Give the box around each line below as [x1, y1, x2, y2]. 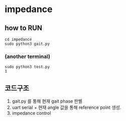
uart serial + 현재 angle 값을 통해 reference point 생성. [12, 104, 121, 110]
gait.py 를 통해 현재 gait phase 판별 [12, 98, 82, 104]
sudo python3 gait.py [5, 41, 50, 46]
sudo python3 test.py [5, 65, 50, 70]
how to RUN [5, 24, 42, 32]
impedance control [12, 110, 51, 116]
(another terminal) [5, 53, 51, 60]
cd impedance [5, 37, 32, 42]
